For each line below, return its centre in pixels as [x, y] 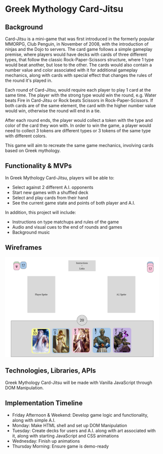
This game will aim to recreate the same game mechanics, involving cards [79, 145]
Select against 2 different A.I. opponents [53, 187]
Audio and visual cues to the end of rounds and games [67, 227]
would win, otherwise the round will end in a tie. [53, 111]
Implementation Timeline [44, 403]
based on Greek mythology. [33, 151]
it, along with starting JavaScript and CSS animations [65, 436]
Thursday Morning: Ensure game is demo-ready [60, 446]
